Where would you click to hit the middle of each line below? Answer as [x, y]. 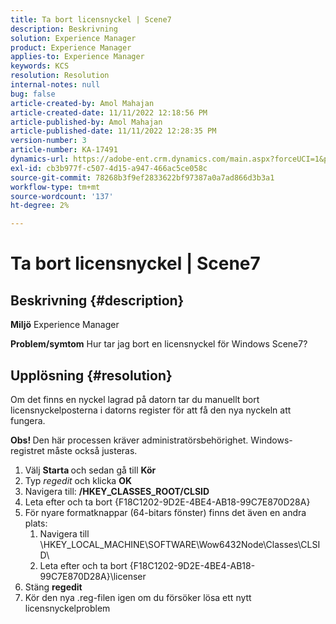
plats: [36, 523]
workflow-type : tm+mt [55, 187]
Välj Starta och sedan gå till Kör [90, 470]
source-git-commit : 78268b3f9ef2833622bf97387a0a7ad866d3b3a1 [142, 177]
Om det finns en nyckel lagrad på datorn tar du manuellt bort [135, 399]
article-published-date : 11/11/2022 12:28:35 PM [113, 131]
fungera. [28, 420]
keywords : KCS [40, 66]
